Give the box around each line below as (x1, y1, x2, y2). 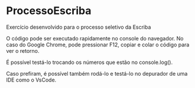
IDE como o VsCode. (6, 76, 57, 83)
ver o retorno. (6, 47, 40, 54)
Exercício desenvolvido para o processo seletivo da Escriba (6, 23, 151, 31)
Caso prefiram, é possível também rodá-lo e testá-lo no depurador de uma (6, 70, 188, 77)
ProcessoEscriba (6, 4, 92, 18)
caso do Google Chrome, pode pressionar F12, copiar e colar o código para (6, 41, 190, 48)
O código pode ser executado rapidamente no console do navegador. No (6, 35, 184, 42)
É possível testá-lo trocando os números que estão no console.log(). (6, 59, 173, 66)
